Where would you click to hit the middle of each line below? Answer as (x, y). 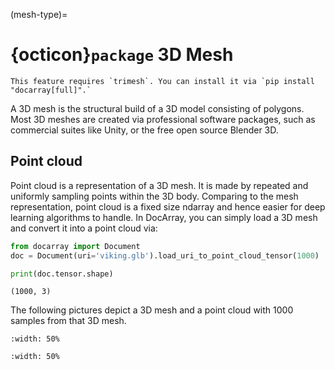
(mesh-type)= (39, 14)
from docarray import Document (75, 246)
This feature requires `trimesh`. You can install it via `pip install (162, 81)
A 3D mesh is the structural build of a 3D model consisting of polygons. (157, 108)
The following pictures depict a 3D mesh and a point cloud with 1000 (152, 310)
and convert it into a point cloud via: (84, 228)
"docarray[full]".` (51, 90)
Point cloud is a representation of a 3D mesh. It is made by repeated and (159, 185)
